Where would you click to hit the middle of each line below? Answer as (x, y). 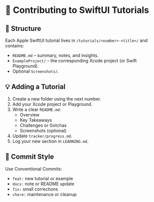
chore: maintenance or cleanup (44, 194)
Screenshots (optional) (43, 130)
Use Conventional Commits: (34, 169)
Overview (30, 114)
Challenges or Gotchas (43, 125)
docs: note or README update (43, 184)
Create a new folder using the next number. (57, 99)
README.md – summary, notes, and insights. (55, 55)
